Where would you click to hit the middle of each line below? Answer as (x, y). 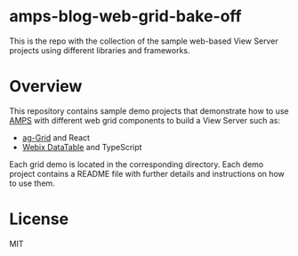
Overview (46, 87)
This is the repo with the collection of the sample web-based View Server (144, 41)
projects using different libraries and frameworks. (100, 50)
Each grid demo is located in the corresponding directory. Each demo (137, 164)
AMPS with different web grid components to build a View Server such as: (145, 120)
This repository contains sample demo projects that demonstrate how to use (149, 111)
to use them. (32, 183)
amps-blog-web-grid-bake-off (125, 16)
